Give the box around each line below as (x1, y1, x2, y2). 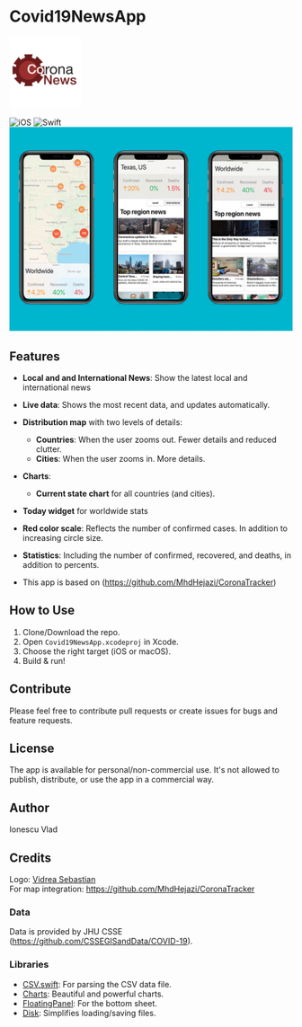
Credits (9, 850, 52, 865)
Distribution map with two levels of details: (22, 416, 182, 428)
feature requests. (9, 714, 74, 725)
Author (9, 800, 49, 815)
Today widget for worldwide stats (22, 505, 148, 516)
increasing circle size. (22, 532, 103, 543)
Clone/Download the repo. (22, 626, 120, 637)
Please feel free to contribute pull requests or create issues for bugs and (9, 705, 279, 716)
